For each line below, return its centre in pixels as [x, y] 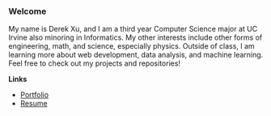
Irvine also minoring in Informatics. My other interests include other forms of [135, 37]
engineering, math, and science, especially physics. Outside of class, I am [131, 46]
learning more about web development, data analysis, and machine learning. [136, 55]
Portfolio [34, 95]
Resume [34, 104]
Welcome [28, 11]
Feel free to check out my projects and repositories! [94, 63]
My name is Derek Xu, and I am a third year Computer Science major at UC [133, 29]
